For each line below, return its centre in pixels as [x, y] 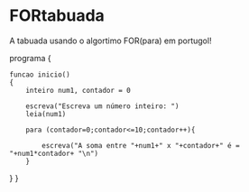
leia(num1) [46, 114]
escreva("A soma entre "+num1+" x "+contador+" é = [141, 145]
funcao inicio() [40, 74]
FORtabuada [57, 16]
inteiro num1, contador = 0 [78, 90]
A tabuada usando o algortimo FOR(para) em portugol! [111, 41]
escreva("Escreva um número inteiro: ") [102, 106]
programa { [30, 58]
